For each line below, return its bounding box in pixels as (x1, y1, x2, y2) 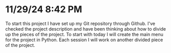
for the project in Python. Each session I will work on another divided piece (5, 37, 163, 43)
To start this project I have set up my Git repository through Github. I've (5, 20, 155, 26)
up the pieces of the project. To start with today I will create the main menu (5, 31, 164, 37)
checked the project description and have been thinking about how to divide (5, 25, 166, 32)
